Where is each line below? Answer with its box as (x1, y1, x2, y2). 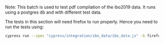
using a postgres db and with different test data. (5, 9, 102, 15)
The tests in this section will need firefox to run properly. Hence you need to (5, 19, 158, 24)
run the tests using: (5, 24, 44, 30)
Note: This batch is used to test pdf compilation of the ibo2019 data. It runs (5, 4, 156, 10)
